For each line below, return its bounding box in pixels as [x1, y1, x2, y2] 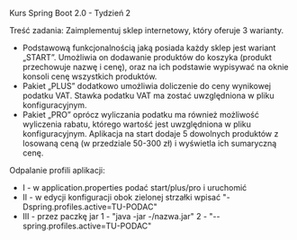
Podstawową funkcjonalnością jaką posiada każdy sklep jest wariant [22, 42, 276, 53]
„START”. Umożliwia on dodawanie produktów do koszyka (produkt [22, 52, 272, 62]
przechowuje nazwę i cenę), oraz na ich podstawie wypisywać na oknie [22, 62, 290, 72]
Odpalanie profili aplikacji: [9, 165, 105, 175]
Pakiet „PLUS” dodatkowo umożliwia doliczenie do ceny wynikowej [22, 81, 272, 91]
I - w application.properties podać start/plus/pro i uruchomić [22, 182, 247, 192]
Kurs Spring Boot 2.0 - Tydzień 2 [9, 8, 131, 18]
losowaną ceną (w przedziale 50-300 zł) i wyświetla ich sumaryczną [22, 138, 277, 148]
